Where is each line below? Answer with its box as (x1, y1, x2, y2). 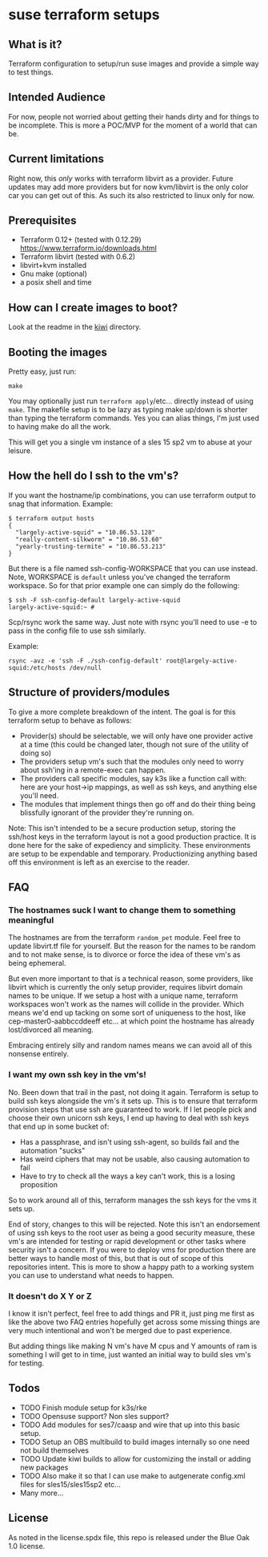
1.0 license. (8, 1541, 46, 1551)
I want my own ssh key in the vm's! (8, 1069, 146, 1081)
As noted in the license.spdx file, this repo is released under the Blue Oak (8, 1532, 250, 1542)
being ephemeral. (8, 959, 66, 968)
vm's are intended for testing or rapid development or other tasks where (8, 1236, 246, 1246)
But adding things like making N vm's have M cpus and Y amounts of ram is (8, 1341, 258, 1351)
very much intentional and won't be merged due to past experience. (8, 1325, 232, 1335)
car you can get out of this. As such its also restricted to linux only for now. (8, 190, 255, 200)
